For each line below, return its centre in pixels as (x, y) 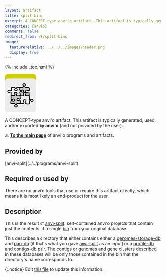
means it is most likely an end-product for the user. (57, 196)
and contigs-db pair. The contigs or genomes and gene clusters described (81, 249)
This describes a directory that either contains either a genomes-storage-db (83, 238)
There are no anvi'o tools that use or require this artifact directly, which (77, 191)
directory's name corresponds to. (39, 259)
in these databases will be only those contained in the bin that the (72, 254)
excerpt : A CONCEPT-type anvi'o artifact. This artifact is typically (79, 21)
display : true (24, 52)
